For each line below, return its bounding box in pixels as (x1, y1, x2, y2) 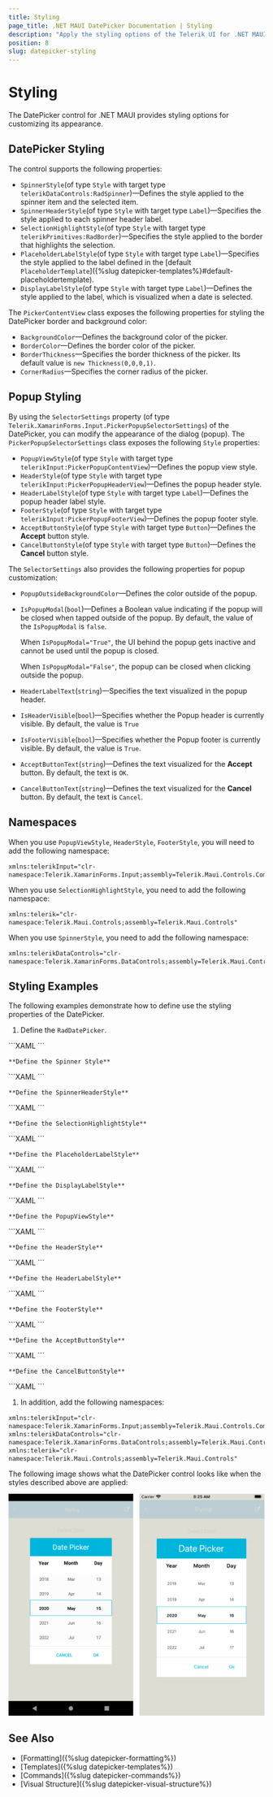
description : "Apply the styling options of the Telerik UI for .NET (8, 30, 249, 38)
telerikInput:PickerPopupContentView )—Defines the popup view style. (19, 461, 258, 471)
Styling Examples (8, 979, 99, 993)
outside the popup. (19, 670, 84, 680)
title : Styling (8, 13, 60, 21)
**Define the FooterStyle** (8, 1306, 104, 1314)
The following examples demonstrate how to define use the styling (8, 1001, 232, 1011)
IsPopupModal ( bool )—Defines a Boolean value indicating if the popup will (19, 604, 262, 613)
